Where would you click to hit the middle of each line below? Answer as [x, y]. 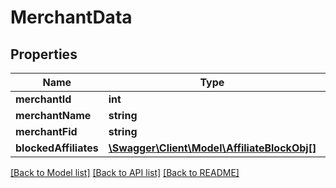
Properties [44, 54]
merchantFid [46, 131]
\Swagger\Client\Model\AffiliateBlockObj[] [212, 148]
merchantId [43, 99]
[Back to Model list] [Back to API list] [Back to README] [125, 172]
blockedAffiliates [57, 148]
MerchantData [71, 17]
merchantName [53, 115]
